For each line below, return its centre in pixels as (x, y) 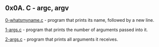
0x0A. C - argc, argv (37, 8)
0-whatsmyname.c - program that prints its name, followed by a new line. (80, 20)
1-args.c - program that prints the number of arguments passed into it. (77, 30)
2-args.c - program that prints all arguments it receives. (62, 39)
